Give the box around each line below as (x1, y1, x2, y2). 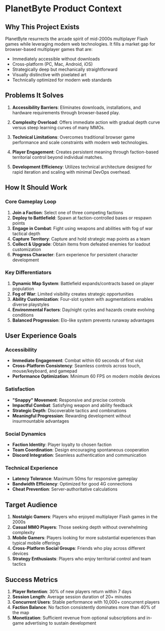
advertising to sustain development (25, 620, 97, 626)
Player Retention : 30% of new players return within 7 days (12, 588, 132, 594)
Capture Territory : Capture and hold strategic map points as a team (12, 236, 150, 242)
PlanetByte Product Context (5, 3, 122, 14)
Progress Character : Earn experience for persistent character (12, 251, 138, 257)
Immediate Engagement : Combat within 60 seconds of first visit (12, 357, 144, 364)
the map (12, 610, 30, 615)
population (12, 286, 34, 291)
